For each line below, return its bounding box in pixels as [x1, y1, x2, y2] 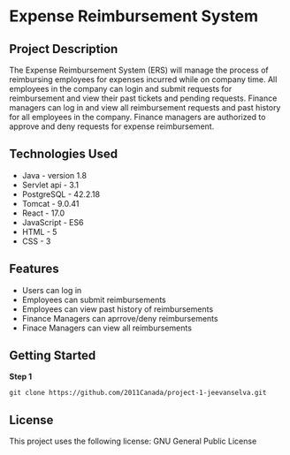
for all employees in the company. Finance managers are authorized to [9, 112, 266, 122]
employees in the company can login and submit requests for [9, 84, 233, 94]
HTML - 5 [21, 226, 57, 237]
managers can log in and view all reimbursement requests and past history [9, 102, 281, 112]
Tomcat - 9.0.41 [21, 198, 80, 209]
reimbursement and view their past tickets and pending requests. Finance [9, 93, 278, 103]
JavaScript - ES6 [21, 216, 84, 227]
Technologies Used [9, 147, 118, 162]
